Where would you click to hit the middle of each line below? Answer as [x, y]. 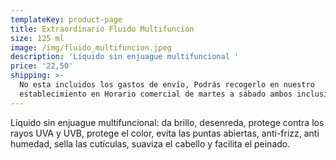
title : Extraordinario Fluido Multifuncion [102, 29]
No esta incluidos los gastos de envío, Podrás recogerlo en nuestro [167, 85]
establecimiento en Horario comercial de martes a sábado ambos [156, 94]
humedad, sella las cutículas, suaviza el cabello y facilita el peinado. [150, 143]
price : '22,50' [42, 66]
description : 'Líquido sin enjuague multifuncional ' [125, 57]
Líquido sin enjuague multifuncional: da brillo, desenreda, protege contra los [167, 122]
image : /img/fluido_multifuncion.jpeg [91, 47]
